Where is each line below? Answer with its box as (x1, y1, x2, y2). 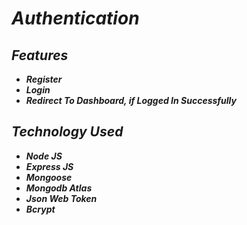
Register (25, 73, 63, 85)
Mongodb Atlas (25, 182, 93, 194)
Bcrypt (25, 203, 56, 215)
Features (11, 47, 69, 64)
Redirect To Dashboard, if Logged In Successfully (25, 95, 237, 106)
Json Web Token (25, 192, 98, 204)
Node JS (25, 150, 63, 162)
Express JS (25, 160, 74, 172)
